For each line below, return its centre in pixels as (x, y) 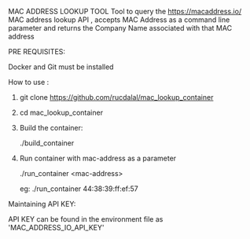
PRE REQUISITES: (37, 51)
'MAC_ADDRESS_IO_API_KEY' (56, 228)
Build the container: (51, 128)
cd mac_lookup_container (61, 112)
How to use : (29, 82)
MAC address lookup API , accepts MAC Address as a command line (119, 20)
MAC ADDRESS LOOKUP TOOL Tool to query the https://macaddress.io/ (125, 11)
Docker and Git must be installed (61, 67)
